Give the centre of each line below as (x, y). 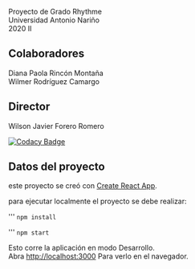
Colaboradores (47, 54)
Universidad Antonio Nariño (54, 20)
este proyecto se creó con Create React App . (83, 186)
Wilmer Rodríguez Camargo (54, 81)
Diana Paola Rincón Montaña (56, 73)
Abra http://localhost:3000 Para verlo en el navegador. (98, 256)
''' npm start (29, 232)
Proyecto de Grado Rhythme (55, 12)
